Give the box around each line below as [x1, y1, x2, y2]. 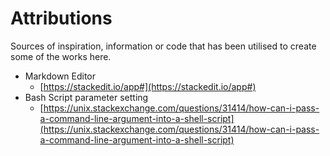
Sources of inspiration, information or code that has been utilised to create [10, 40, 317, 52]
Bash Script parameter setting [24, 91, 149, 103]
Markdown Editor [24, 70, 97, 82]
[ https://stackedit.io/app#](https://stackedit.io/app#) [39, 80, 257, 92]
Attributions [10, 7, 113, 30]
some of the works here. [10, 50, 112, 62]
